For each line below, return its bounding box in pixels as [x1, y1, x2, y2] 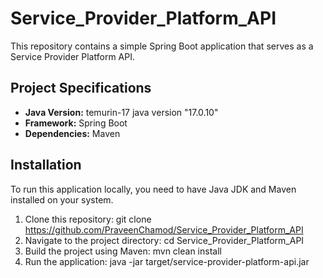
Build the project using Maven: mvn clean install [24, 245, 222, 257]
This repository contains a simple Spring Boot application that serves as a [10, 40, 314, 52]
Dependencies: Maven [24, 127, 121, 139]
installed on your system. [10, 193, 114, 206]
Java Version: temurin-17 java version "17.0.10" [24, 106, 219, 118]
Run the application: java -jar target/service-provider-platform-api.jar [24, 255, 310, 267]
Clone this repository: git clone [24, 213, 152, 225]
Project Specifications [10, 80, 152, 97]
